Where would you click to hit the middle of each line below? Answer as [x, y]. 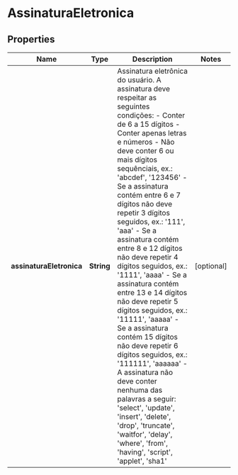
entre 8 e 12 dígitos [150, 248]
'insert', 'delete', [144, 417]
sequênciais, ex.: [145, 168]
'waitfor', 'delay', [145, 434]
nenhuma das [140, 390]
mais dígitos [137, 160]
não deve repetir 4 [148, 257]
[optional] [211, 266]
